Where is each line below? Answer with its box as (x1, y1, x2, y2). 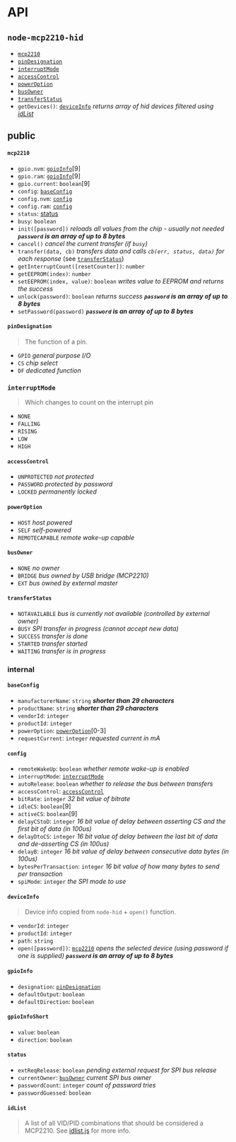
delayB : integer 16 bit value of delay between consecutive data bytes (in (17, 847, 230, 856)
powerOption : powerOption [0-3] (17, 726, 107, 735)
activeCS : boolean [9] (17, 810, 78, 818)
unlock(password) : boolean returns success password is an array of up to (17, 291, 228, 301)
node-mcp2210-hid (7, 33, 83, 42)
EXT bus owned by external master (17, 578, 118, 587)
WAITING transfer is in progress (17, 646, 106, 655)
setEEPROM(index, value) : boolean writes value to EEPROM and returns (17, 276, 224, 285)
